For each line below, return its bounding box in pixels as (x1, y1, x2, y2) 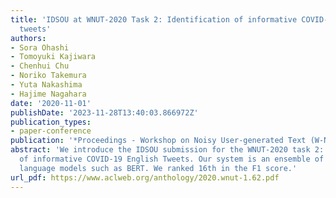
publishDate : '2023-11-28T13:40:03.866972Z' (10, 107, 199, 118)
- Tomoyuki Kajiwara (10, 52, 97, 62)
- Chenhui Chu (10, 61, 70, 71)
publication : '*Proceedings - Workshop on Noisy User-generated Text (10, 136, 307, 146)
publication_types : (10, 117, 92, 127)
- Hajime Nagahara (10, 89, 87, 99)
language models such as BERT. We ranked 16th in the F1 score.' (19, 163, 298, 173)
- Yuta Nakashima (10, 80, 83, 90)
